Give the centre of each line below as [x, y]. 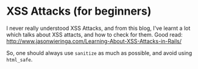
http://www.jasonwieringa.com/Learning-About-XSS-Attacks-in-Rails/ [94, 41]
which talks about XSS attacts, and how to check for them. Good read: [94, 34]
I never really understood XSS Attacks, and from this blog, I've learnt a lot [98, 28]
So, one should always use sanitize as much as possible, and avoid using [99, 53]
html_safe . [19, 59]
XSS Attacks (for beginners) [79, 11]
